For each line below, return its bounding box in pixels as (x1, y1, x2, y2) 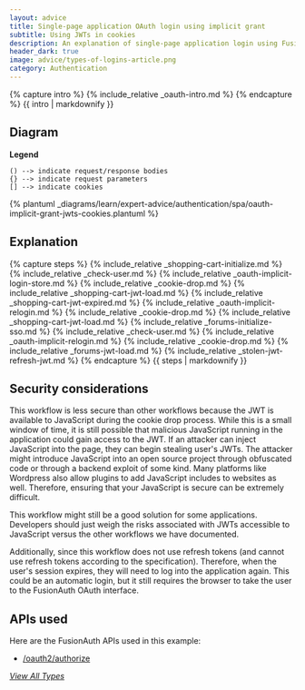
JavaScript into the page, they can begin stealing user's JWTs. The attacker (9, 444, 293, 455)
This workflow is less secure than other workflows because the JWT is (9, 405, 274, 416)
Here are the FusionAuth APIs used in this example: (9, 636, 202, 646)
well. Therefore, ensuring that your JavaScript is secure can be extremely (9, 482, 284, 493)
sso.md (9, 326, 38, 337)
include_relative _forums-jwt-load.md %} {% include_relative (9, 345, 237, 356)
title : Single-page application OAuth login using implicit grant (9, 22, 266, 31)
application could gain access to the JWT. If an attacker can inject (9, 434, 257, 445)
